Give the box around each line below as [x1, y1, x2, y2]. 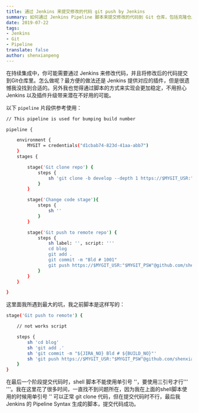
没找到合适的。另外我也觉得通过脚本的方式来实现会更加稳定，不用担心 [16, 84, 187, 91]
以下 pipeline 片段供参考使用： [6, 104, 82, 111]
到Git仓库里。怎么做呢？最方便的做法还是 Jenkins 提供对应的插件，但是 [6, 77, 180, 84]
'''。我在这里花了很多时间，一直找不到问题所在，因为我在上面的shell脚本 [6, 386, 183, 393]
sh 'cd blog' [27, 339, 60, 345]
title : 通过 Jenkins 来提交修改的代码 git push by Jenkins [6, 8, 146, 15]
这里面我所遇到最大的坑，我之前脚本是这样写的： [6, 301, 125, 308]
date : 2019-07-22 [6, 19, 49, 25]
